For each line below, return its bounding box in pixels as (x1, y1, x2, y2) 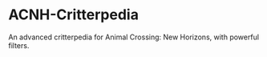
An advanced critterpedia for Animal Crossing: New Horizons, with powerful (8, 32, 259, 42)
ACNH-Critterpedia (8, 6, 139, 24)
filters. (8, 40, 30, 50)
